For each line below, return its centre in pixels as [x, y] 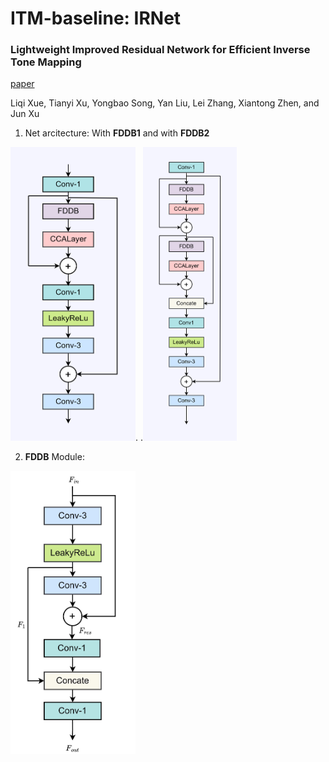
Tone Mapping [46, 62]
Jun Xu [25, 114]
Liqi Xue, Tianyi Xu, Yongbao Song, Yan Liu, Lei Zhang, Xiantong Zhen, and [165, 103]
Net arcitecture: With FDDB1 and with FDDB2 [117, 133]
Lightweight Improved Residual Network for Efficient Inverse [160, 50]
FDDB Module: [54, 457]
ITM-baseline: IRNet [96, 18]
